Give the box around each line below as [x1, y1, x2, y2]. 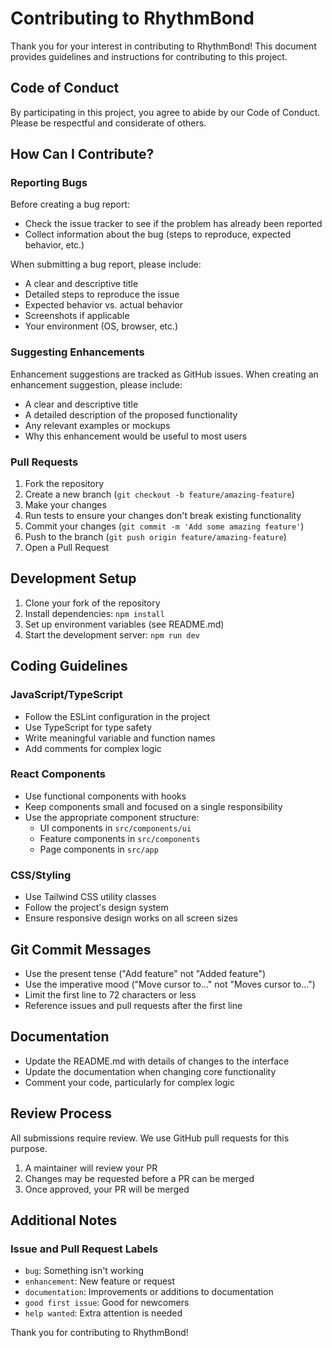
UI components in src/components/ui [39, 822, 192, 834]
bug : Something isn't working [24, 1265, 144, 1277]
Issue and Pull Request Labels [10, 1242, 159, 1256]
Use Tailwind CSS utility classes [24, 891, 157, 903]
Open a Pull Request [24, 542, 110, 554]
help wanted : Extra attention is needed [24, 1307, 183, 1319]
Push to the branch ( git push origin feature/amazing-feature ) [24, 531, 287, 543]
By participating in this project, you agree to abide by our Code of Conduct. [10, 106, 321, 118]
